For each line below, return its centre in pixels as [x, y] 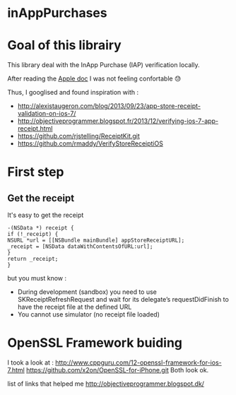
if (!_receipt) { [33, 235]
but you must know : [37, 278]
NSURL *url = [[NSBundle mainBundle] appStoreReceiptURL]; [96, 241]
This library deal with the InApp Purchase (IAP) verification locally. [104, 65]
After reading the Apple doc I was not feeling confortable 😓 [94, 78]
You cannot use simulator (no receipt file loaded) [89, 314]
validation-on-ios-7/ [47, 114]
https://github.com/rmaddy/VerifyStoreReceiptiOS [90, 143]
